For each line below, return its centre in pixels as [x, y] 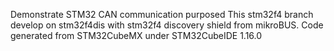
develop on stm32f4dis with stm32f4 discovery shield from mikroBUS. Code [167, 25]
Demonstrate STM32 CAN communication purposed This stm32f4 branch [162, 14]
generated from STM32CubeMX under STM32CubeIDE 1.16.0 [136, 35]
